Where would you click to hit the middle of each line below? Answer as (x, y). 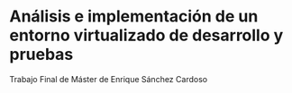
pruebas (41, 55)
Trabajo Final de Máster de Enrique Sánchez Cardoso (109, 79)
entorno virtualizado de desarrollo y (146, 35)
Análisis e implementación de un (134, 17)
